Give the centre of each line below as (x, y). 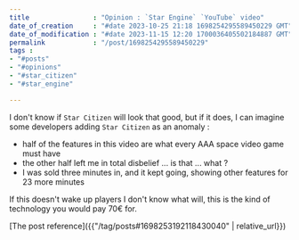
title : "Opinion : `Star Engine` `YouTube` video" (137, 17)
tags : (21, 51)
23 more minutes (53, 182)
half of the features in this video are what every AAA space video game (153, 144)
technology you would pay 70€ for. (73, 208)
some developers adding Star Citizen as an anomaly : (109, 127)
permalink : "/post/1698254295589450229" (109, 42)
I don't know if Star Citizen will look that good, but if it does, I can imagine (147, 117)
